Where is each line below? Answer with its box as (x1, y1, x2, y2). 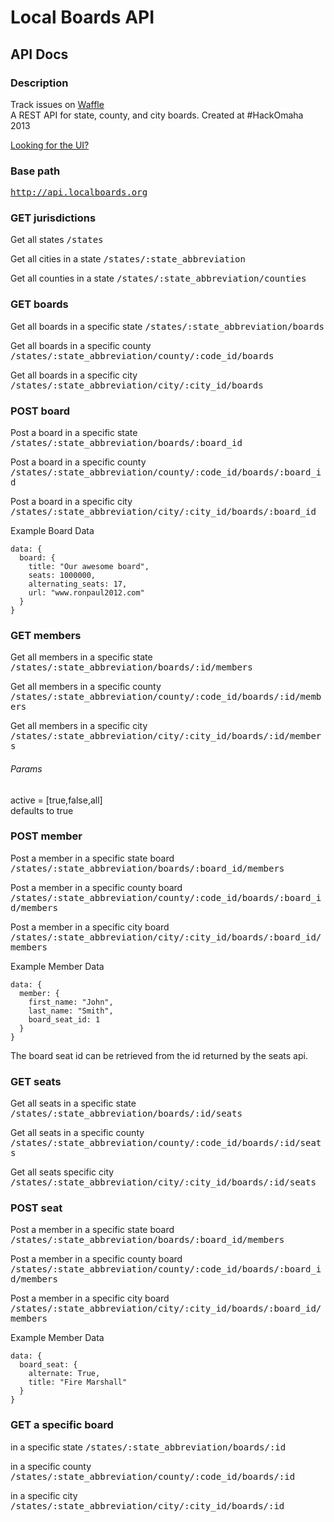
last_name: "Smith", (28, 1006, 114, 1016)
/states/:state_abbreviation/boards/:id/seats (10, 1108, 243, 1120)
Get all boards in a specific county (10, 339, 152, 351)
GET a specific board (10, 1418, 114, 1432)
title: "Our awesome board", (28, 562, 150, 572)
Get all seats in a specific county (10, 1127, 145, 1139)
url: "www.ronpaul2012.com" (28, 588, 145, 598)
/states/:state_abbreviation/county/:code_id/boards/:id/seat (10, 1137, 322, 1149)
